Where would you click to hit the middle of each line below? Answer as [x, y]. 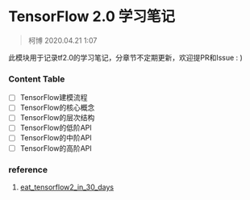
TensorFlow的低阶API [56, 128]
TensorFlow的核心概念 [57, 108]
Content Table [37, 79]
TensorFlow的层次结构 [57, 118]
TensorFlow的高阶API [56, 148]
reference [28, 169]
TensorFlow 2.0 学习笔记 [92, 17]
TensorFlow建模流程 [54, 98]
